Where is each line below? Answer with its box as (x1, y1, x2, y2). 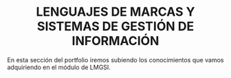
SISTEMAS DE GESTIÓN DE (36, 18, 195, 34)
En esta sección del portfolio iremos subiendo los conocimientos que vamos (7, 55, 224, 64)
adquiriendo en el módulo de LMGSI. (7, 63, 111, 71)
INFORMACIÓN (71, 34, 159, 49)
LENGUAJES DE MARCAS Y (36, 4, 195, 20)
